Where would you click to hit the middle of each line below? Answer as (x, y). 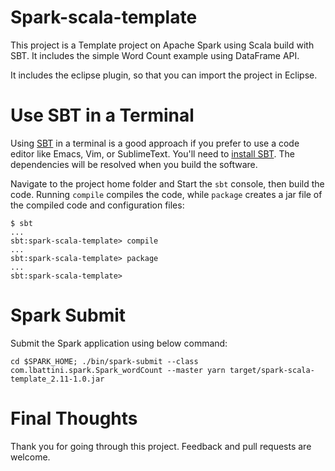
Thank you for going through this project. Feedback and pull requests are (161, 446)
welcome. (30, 457)
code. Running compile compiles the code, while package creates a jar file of (166, 194)
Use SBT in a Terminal (102, 115)
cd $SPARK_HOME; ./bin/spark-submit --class (104, 361)
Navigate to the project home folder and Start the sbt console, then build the (167, 183)
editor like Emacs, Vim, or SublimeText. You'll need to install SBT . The (152, 153)
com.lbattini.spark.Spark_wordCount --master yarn (118, 370)
